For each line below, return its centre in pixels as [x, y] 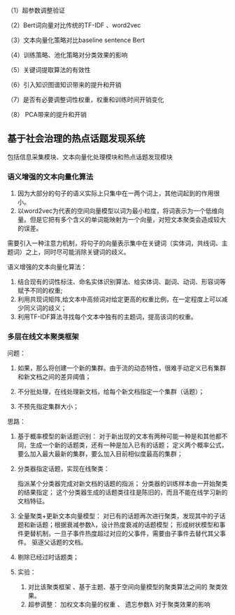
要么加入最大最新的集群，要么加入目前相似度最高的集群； [100, 454]
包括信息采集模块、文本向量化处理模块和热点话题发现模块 [90, 157]
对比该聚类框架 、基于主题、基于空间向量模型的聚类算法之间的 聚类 [124, 587]
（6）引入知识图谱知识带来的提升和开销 [64, 85]
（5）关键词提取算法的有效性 [49, 70]
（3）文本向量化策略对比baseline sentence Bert [76, 40]
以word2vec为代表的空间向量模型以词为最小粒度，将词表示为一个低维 [117, 211]
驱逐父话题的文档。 [59, 542]
